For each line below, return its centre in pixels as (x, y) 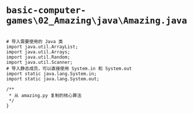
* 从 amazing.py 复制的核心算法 (45, 95)
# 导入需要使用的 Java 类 (35, 41)
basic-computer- (46, 10)
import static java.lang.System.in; (51, 74)
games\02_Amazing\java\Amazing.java (97, 21)
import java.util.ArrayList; (42, 47)
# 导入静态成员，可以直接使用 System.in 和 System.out (69, 69)
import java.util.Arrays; (38, 52)
